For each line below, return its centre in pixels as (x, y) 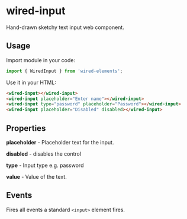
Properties (26, 128)
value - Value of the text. (36, 176)
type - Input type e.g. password (45, 165)
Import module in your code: (41, 60)
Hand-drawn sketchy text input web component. (65, 27)
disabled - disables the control (44, 154)
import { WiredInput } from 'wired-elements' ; (65, 71)
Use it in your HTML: (31, 82)
